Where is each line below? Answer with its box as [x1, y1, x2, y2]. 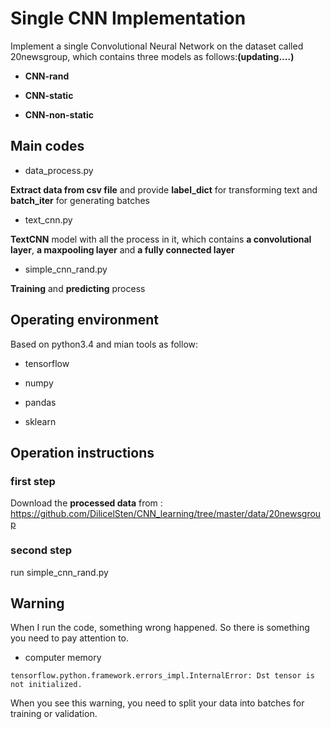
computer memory [24, 652, 102, 664]
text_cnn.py [24, 213, 73, 226]
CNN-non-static [24, 108, 94, 121]
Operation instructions [10, 444, 155, 461]
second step [10, 543, 72, 557]
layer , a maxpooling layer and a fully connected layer [10, 243, 235, 256]
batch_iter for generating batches [10, 194, 150, 206]
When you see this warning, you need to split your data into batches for [10, 697, 305, 709]
